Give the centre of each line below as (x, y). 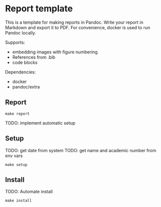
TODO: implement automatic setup (40, 123)
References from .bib (34, 57)
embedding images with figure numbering (55, 52)
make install (19, 201)
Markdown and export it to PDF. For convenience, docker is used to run (78, 27)
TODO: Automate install (29, 192)
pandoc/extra (26, 86)
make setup (16, 165)
